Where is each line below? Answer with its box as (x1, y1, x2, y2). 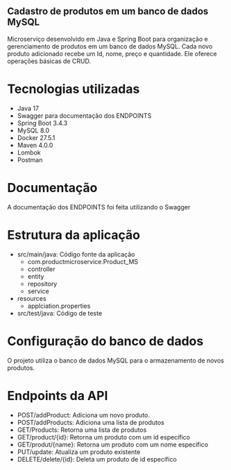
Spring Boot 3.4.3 (17, 119, 68, 127)
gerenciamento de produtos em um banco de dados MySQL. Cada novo (7, 42, 213, 51)
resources (17, 294, 46, 302)
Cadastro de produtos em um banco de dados (7, 6, 209, 17)
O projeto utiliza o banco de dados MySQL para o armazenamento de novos (7, 356, 224, 365)
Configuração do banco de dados (7, 333, 204, 349)
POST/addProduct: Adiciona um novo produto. (17, 410, 151, 419)
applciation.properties (27, 302, 91, 310)
